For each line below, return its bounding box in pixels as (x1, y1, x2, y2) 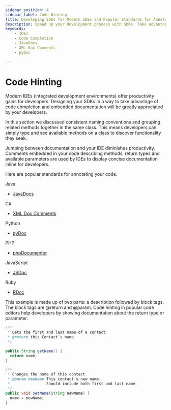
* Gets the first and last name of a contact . (7, 330, 108, 335)
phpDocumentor (12, 250, 47, 256)
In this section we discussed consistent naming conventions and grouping (5, 119, 161, 125)
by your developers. (5, 109, 47, 115)
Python (5, 220, 20, 227)
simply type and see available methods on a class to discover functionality (5, 130, 161, 136)
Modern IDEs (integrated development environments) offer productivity (5, 93, 154, 99)
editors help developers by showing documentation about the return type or (5, 310, 164, 316)
